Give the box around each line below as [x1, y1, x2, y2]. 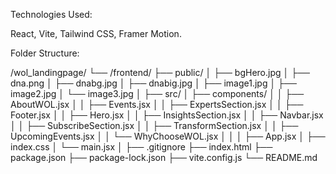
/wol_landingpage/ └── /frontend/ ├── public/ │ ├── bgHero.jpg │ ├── [10, 67, 310, 78]
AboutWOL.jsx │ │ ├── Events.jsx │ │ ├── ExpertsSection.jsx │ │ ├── [10, 99, 304, 110]
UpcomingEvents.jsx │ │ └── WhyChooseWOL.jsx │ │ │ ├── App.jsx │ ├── [10, 130, 326, 142]
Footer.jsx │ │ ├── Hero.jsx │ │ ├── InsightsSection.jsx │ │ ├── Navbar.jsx [10, 109, 324, 121]
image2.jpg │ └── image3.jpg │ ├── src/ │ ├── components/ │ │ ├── [10, 88, 305, 99]
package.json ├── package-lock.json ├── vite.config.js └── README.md [10, 152, 318, 163]
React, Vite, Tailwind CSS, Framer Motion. [10, 28, 182, 39]
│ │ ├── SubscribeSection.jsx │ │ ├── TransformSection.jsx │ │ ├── [10, 120, 299, 131]
